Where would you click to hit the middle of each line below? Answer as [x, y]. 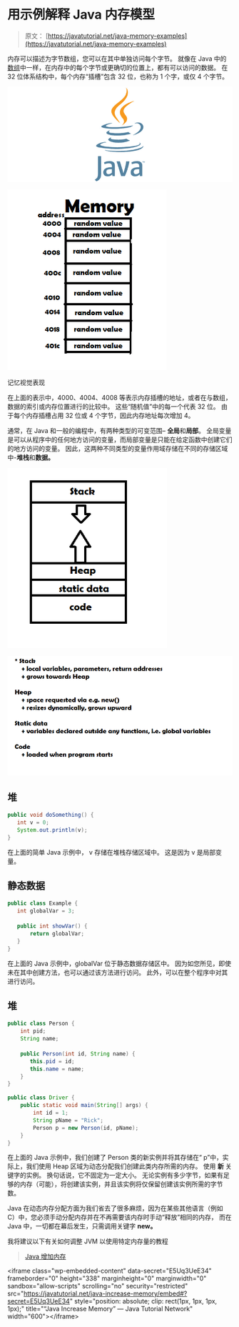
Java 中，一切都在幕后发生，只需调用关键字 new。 [82, 1226]
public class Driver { [41, 1098]
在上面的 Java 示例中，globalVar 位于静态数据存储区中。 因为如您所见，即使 [119, 963]
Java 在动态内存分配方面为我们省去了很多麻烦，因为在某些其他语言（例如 [115, 1208]
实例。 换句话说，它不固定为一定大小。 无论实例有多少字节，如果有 [124, 1176]
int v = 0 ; [33, 822]
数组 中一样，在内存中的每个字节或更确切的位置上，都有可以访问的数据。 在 [118, 67]
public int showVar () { [52, 926]
